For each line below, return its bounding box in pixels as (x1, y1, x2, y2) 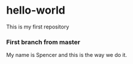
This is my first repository (6, 23, 69, 30)
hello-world (6, 4, 66, 17)
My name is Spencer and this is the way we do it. (6, 52, 128, 59)
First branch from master (6, 38, 81, 46)
